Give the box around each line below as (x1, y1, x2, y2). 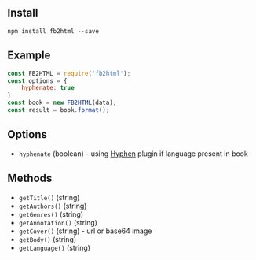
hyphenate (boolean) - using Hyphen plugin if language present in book (18, 149, 248, 158)
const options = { (7, 76, 68, 85)
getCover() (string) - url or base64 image (18, 226, 152, 236)
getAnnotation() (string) (18, 217, 97, 227)
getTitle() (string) (18, 192, 80, 202)
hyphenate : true (21, 84, 75, 92)
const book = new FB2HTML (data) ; (7, 98, 117, 107)
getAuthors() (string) (18, 201, 87, 210)
